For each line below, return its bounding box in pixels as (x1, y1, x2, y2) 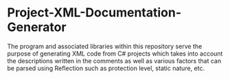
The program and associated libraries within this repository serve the (7, 42, 203, 50)
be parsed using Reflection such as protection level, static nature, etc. (7, 64, 205, 72)
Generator (7, 19, 67, 35)
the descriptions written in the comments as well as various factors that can (7, 56, 222, 65)
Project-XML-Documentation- (7, 5, 182, 21)
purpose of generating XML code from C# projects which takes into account (7, 49, 223, 58)
